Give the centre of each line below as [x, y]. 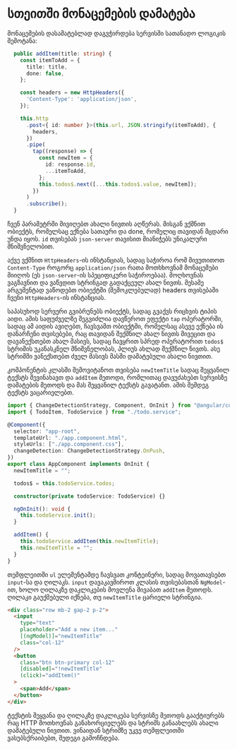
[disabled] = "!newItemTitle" [61, 669]
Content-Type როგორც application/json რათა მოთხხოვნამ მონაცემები [113, 268]
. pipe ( [36, 145]
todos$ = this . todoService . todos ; [64, 483]
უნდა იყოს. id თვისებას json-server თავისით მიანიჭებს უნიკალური [107, 239]
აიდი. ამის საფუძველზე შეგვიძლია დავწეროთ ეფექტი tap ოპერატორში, [115, 319]
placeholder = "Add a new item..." [69, 630]
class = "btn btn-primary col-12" [67, 662]
